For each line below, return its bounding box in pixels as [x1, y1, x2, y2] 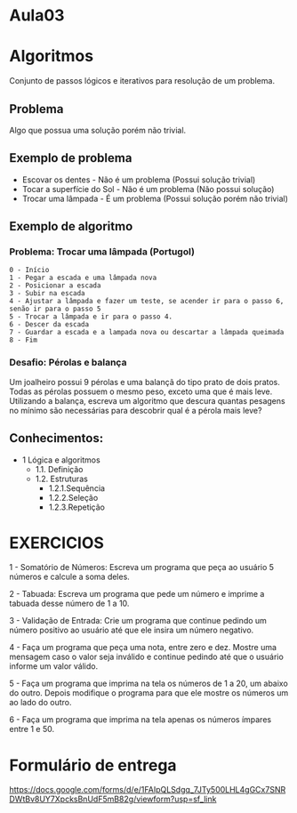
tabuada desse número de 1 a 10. [9, 598, 130, 609]
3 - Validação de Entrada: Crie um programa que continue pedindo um [9, 616, 267, 626]
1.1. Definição [35, 463, 84, 474]
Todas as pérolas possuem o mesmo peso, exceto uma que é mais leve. [9, 386, 273, 397]
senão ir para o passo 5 [9, 304, 101, 314]
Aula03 [9, 5, 65, 26]
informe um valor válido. [9, 661, 99, 672]
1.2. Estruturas [35, 473, 89, 484]
